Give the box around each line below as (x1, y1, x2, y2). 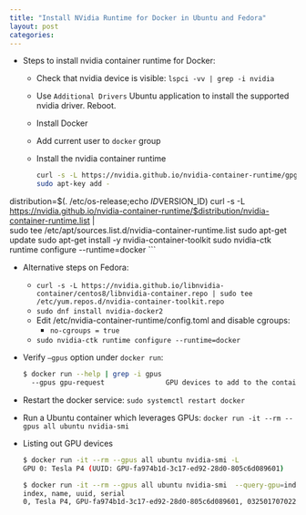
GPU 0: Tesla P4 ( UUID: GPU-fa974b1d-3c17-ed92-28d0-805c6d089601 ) (22, 464, 285, 473)
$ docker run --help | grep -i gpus (22, 370, 162, 379)
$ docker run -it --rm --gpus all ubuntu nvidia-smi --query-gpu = (22, 480, 285, 489)
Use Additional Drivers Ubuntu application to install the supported (36, 90, 290, 101)
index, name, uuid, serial (22, 489, 126, 498)
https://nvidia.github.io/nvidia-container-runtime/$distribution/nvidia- (9, 206, 270, 217)
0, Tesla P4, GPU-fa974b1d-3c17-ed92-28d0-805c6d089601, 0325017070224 (22, 498, 301, 507)
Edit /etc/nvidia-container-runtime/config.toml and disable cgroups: (36, 315, 291, 326)
